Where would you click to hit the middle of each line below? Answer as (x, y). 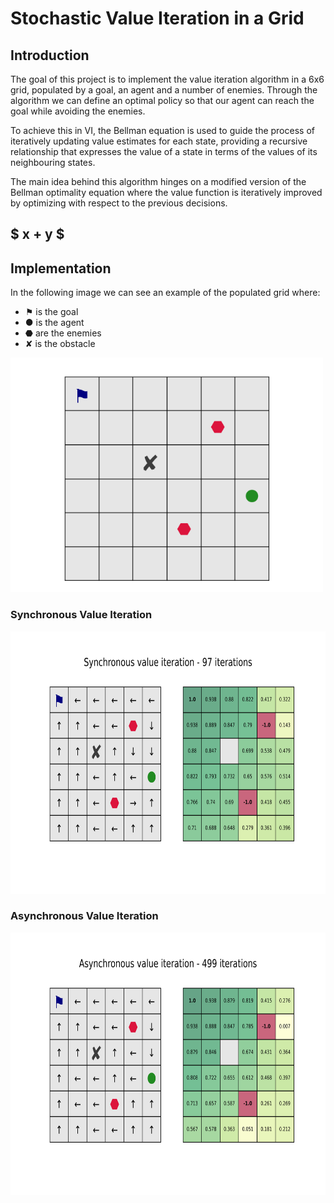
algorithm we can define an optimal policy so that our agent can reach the (162, 100)
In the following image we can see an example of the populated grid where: (165, 293)
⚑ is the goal (51, 312)
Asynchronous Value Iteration (84, 916)
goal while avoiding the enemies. (78, 111)
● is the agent (54, 323)
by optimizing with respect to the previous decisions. (119, 203)
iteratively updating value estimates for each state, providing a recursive (159, 141)
